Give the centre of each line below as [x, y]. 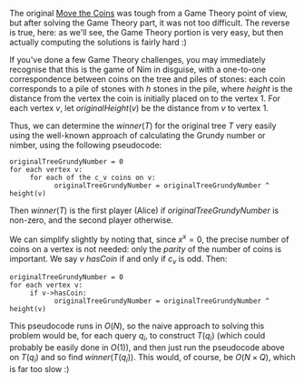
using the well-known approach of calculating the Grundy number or [137, 135]
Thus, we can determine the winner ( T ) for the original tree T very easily [143, 126]
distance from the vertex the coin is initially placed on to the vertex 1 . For [145, 98]
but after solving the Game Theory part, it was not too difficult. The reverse [150, 23]
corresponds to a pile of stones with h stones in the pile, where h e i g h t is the [151, 89]
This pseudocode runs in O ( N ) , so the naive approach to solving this [137, 326]
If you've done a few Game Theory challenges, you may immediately [137, 60]
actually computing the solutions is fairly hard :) [98, 42]
